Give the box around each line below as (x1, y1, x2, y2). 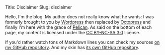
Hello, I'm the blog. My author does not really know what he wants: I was (5, 14, 154, 19)
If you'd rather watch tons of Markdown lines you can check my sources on (5, 39, 160, 45)
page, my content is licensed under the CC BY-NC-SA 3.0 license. (5, 30, 141, 35)
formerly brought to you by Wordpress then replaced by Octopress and (5, 19, 151, 25)
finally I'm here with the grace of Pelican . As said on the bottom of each (5, 24, 152, 30)
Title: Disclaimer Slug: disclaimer (5, 4, 72, 10)
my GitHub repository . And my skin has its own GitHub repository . (5, 45, 140, 50)
